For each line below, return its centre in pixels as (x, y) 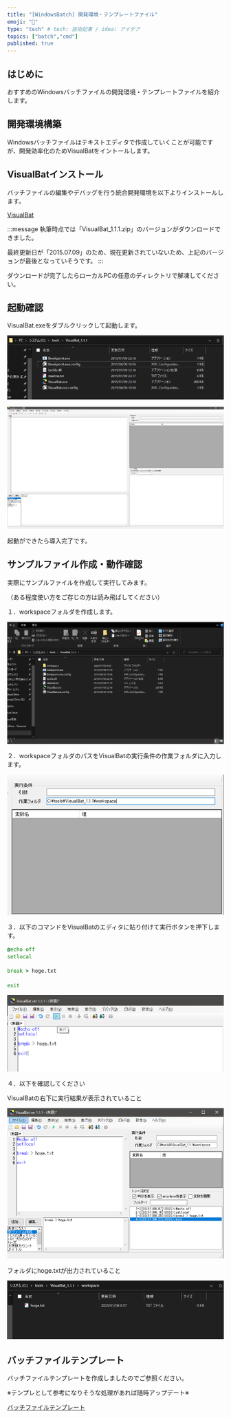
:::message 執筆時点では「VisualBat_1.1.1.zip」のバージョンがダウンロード (111, 229)
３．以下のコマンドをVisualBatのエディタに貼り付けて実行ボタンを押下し (111, 927)
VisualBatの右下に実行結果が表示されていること (75, 1098)
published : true (30, 44)
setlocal (20, 956)
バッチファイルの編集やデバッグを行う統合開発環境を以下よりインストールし (115, 192)
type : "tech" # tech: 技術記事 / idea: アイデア (74, 29)
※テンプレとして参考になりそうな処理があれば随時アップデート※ (98, 1393)
